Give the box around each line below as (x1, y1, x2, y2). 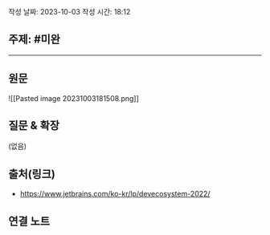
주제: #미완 (8, 33, 60, 47)
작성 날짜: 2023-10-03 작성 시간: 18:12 (8, 7, 131, 16)
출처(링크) (8, 167, 56, 180)
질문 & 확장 (8, 119, 60, 132)
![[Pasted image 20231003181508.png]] (8, 93, 139, 103)
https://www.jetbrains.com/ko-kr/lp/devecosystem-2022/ (19, 189, 211, 199)
